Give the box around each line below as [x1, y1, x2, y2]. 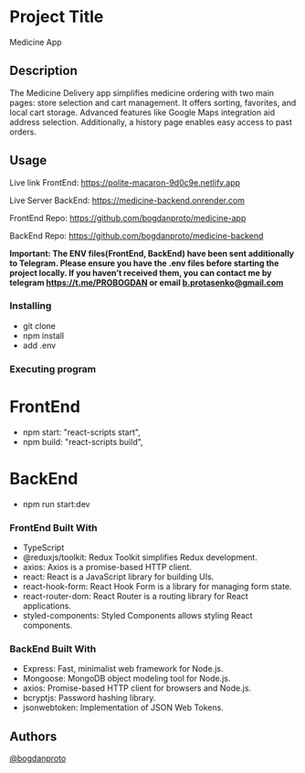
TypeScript [22, 542, 65, 553]
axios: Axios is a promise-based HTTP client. [22, 561, 192, 572]
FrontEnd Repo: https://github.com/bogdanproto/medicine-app [9, 212, 247, 223]
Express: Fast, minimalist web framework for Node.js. [22, 663, 224, 674]
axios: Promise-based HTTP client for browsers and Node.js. [22, 683, 252, 694]
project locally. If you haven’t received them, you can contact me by [9, 267, 272, 278]
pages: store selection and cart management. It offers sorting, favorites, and [9, 97, 297, 108]
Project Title [9, 6, 104, 27]
